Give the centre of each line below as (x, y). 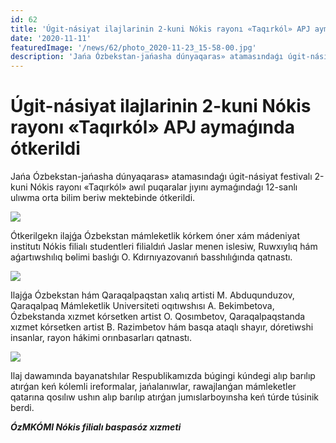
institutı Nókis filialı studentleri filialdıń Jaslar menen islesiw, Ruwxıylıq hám (164, 247)
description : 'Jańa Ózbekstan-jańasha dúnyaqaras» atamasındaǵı (147, 57)
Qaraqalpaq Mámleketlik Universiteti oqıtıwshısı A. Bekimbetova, (142, 306)
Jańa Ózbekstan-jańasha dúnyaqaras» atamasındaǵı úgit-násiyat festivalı (161, 177)
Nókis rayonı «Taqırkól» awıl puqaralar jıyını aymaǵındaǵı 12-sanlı (163, 187)
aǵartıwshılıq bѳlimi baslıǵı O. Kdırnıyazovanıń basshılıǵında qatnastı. (151, 257)
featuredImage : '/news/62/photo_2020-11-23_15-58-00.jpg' (133, 47)
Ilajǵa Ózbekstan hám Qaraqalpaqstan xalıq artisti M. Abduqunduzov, (152, 295)
